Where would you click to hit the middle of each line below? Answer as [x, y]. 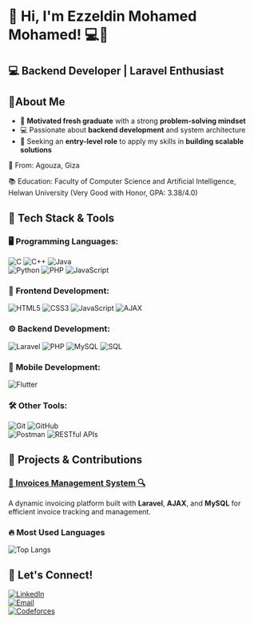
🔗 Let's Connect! [51, 575]
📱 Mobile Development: [55, 367]
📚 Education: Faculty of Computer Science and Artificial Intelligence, [122, 181]
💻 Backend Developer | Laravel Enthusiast [116, 71]
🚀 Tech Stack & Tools [61, 218]
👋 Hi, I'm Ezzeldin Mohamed [103, 16]
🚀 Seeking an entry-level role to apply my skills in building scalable [132, 141]
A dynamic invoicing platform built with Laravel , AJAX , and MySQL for [125, 503]
